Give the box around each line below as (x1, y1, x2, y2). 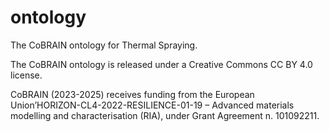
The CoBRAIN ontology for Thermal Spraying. (10, 39, 198, 51)
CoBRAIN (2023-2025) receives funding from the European (10, 88, 255, 100)
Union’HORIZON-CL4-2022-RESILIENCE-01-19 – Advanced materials (10, 99, 295, 111)
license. (10, 69, 43, 81)
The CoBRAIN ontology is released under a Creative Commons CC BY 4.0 (10, 58, 313, 70)
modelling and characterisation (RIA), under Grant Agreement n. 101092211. (10, 109, 320, 121)
